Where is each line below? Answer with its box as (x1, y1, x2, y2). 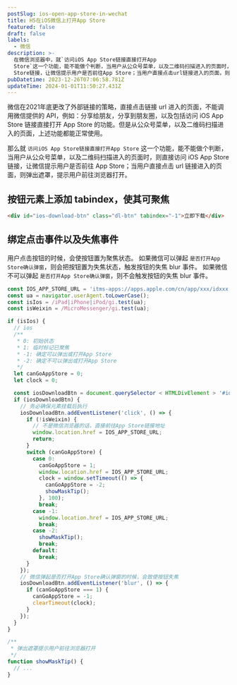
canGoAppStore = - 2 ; (44, 481, 106, 489)
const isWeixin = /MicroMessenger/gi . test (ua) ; (7, 305, 150, 313)
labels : (7, 37, 30, 44)
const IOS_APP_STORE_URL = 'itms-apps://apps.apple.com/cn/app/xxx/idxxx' (7, 285, 232, 293)
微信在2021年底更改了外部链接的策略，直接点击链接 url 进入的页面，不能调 (7, 103, 224, 111)
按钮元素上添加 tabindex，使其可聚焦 (7, 193, 170, 205)
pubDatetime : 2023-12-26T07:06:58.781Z (7, 75, 125, 83)
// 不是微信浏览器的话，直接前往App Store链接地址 (32, 423, 166, 430)
